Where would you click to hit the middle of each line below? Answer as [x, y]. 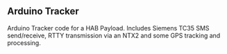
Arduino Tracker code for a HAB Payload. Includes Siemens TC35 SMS [108, 28]
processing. [24, 43]
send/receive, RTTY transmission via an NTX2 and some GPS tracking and [114, 35]
